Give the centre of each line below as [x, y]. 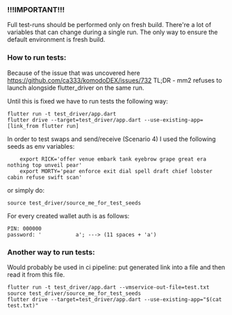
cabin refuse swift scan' [44, 177]
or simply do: [26, 190]
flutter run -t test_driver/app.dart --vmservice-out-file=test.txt [108, 287]
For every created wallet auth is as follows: [68, 216]
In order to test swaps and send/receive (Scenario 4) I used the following [112, 139]
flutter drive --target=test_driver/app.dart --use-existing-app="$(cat [115, 299]
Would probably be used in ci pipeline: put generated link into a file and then [116, 267]
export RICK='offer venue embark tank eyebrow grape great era [113, 159]
